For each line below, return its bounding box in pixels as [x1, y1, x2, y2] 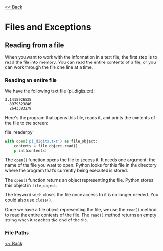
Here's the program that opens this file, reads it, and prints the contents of [5, 115, 156, 121]
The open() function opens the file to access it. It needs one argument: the [5, 157, 156, 163]
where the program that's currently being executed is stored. [5, 167, 129, 173]
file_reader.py [5, 129, 33, 135]
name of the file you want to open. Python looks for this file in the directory [5, 162, 157, 168]
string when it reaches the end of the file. [5, 217, 89, 223]
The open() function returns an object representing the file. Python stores [5, 177, 154, 183]
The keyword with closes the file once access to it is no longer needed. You [5, 191, 159, 197]
